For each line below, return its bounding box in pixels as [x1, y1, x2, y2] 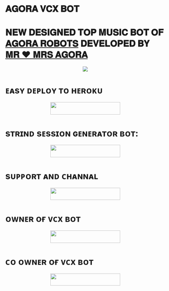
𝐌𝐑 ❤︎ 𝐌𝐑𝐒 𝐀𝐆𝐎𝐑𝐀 [5, 49, 88, 61]
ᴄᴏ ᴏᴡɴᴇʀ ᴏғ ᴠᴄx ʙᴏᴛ [5, 256, 94, 268]
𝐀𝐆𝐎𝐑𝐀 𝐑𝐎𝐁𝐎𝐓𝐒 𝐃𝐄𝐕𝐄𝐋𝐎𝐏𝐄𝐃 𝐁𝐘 [5, 38, 150, 49]
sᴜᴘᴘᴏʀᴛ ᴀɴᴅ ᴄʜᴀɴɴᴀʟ [5, 170, 98, 182]
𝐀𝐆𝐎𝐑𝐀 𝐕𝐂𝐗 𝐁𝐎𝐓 [5, 3, 80, 15]
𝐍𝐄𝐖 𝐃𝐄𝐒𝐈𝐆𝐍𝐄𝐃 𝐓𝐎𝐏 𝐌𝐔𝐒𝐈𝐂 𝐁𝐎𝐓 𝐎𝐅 [5, 27, 164, 38]
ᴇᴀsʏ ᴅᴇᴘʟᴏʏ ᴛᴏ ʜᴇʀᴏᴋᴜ [5, 85, 103, 96]
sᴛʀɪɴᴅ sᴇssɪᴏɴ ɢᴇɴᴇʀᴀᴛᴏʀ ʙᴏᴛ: [5, 127, 139, 139]
